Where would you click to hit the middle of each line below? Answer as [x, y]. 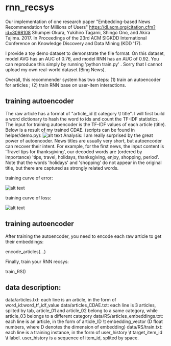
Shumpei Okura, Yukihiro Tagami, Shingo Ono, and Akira [91, 32]
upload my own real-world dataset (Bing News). [56, 69]
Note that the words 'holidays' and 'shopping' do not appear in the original [83, 162]
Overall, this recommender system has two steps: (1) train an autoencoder [83, 79]
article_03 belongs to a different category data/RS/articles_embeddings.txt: [84, 316]
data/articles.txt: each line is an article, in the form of [61, 300]
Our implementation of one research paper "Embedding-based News [78, 22]
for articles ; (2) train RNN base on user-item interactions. [66, 85]
